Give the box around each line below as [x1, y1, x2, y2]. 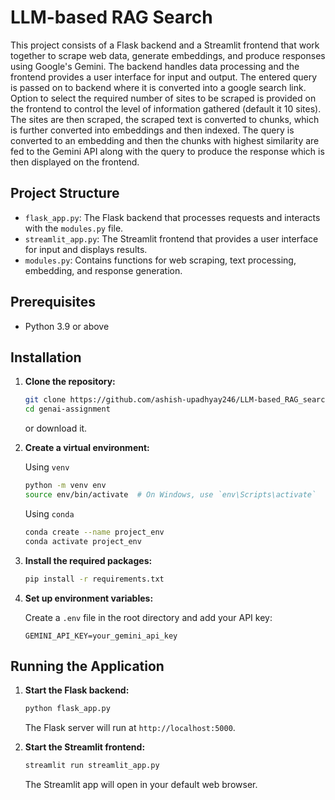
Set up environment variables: [24, 592, 154, 604]
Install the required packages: [24, 554, 153, 566]
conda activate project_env [24, 536, 142, 546]
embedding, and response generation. [24, 264, 183, 276]
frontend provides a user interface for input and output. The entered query [10, 71, 318, 83]
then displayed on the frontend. [10, 156, 140, 168]
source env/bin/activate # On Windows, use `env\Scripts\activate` [24, 490, 317, 500]
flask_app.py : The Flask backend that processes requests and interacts [24, 211, 321, 223]
